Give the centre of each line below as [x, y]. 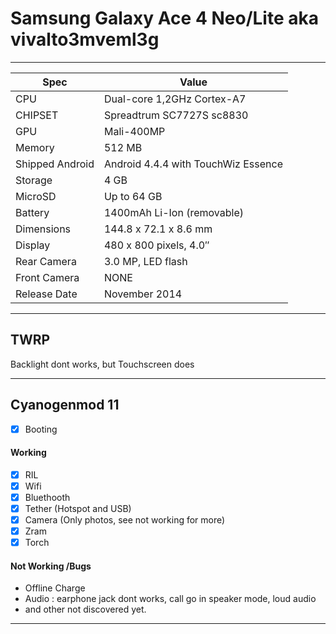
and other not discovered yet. [85, 609]
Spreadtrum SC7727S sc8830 [176, 115]
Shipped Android [55, 164]
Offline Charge [55, 588]
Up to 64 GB [133, 196]
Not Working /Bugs [51, 566]
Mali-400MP [134, 131]
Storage [34, 180]
